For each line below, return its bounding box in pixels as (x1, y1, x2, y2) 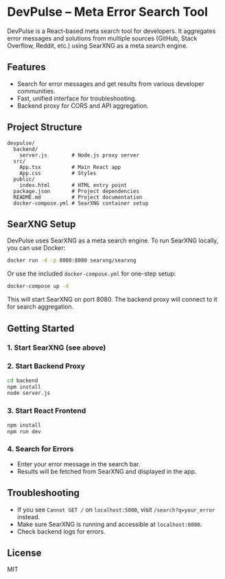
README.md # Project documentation (13, 194, 143, 201)
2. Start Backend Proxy (7, 361, 86, 371)
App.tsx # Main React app (19, 163, 121, 170)
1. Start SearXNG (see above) (7, 343, 106, 352)
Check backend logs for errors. (16, 527, 106, 536)
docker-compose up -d (7, 283, 69, 290)
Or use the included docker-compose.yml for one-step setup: (7, 269, 176, 278)
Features (7, 61, 46, 73)
